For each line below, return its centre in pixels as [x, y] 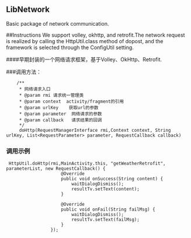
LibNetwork [28, 10]
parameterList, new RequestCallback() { [56, 169]
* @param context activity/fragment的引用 [72, 101]
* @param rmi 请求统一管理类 [51, 95]
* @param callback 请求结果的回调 [60, 120]
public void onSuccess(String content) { [112, 179]
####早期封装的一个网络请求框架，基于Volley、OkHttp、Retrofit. [84, 59]
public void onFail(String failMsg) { [108, 209]
